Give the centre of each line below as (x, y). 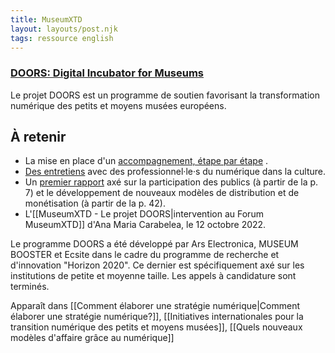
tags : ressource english (62, 38)
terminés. (30, 287)
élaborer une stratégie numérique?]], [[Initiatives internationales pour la (157, 317)
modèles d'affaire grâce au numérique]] (92, 338)
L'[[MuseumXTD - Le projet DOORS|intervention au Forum (144, 214)
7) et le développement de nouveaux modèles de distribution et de (162, 193)
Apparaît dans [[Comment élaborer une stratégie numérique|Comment (155, 306)
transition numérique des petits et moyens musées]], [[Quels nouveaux (156, 327)
